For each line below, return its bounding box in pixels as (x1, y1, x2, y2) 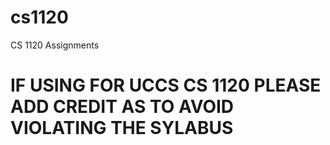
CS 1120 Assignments (10, 39, 100, 51)
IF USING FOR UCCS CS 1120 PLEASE (10, 74, 322, 97)
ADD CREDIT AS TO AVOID (10, 96, 235, 118)
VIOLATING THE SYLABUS (10, 117, 234, 140)
